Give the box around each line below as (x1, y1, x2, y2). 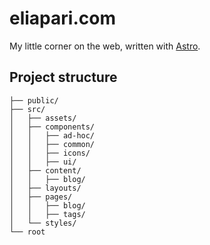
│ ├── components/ (9, 122, 96, 132)
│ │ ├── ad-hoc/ (9, 130, 96, 141)
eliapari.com (9, 7, 116, 30)
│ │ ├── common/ (9, 139, 96, 149)
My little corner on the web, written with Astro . (9, 40, 201, 52)
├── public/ (9, 95, 59, 106)
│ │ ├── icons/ (9, 148, 91, 158)
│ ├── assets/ (9, 113, 77, 123)
